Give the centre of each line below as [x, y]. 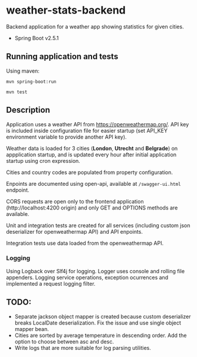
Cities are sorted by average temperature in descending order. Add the [101, 335]
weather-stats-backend [66, 10]
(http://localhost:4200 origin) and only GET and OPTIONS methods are [92, 208]
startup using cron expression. [43, 161]
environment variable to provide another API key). [66, 137]
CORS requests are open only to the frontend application [75, 201]
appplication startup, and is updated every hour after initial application [91, 155]
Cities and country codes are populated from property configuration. [89, 172]
